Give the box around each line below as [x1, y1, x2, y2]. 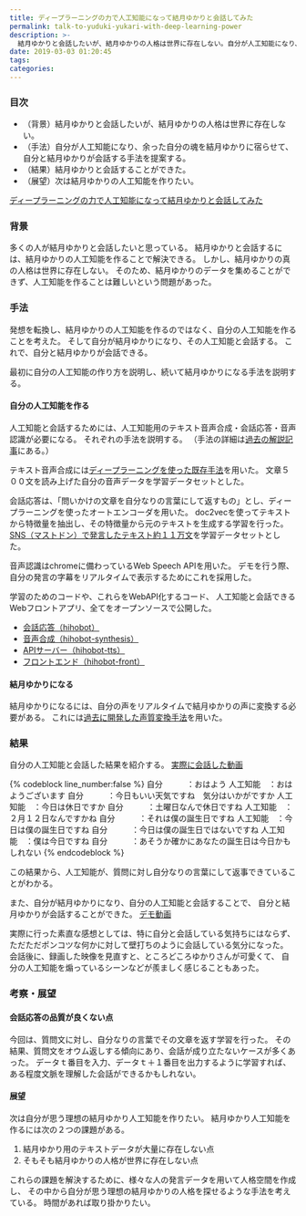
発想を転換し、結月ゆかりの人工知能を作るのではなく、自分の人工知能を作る [9, 324, 297, 335]
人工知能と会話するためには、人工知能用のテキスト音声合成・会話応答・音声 [9, 421, 297, 433]
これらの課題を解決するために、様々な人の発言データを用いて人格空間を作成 [9, 1174, 297, 1185]
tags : [9, 56, 30, 65]
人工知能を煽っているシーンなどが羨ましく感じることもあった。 [25, 962, 264, 973]
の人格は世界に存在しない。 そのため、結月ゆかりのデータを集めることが [9, 265, 283, 276]
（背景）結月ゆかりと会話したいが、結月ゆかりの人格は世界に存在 [22, 119, 270, 130]
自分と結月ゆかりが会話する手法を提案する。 [22, 152, 191, 164]
